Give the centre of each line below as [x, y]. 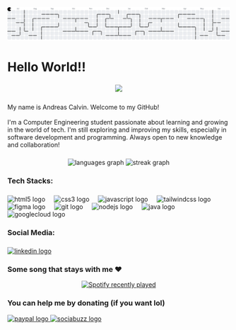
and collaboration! [34, 145]
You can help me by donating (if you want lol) [86, 303]
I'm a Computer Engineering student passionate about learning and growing [118, 123]
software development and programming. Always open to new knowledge [115, 137]
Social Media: [31, 233]
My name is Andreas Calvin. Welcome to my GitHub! [83, 107]
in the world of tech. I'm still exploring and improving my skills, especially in [117, 130]
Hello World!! [47, 67]
